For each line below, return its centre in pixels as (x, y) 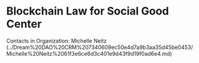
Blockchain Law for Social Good (88, 11)
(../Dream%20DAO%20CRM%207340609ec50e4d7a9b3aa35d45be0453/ (99, 47)
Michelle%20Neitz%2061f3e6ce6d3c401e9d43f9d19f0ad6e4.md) (89, 53)
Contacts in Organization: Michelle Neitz (57, 41)
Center (24, 24)
